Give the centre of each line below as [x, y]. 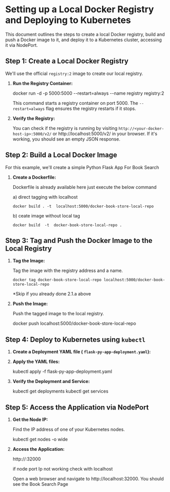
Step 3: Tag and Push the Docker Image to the [79, 240]
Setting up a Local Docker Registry [80, 9]
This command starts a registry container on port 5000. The [75, 103]
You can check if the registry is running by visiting [65, 128]
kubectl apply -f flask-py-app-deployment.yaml [62, 372]
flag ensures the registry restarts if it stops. [91, 108]
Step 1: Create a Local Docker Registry [67, 61]
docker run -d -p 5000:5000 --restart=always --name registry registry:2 [88, 93]
